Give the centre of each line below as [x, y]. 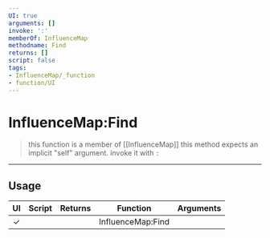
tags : [17, 68]
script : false [32, 61]
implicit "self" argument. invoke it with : [94, 153]
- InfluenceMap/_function [51, 75]
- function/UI [32, 83]
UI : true [23, 16]
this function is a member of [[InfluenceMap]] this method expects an [143, 144]
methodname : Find [37, 46]
